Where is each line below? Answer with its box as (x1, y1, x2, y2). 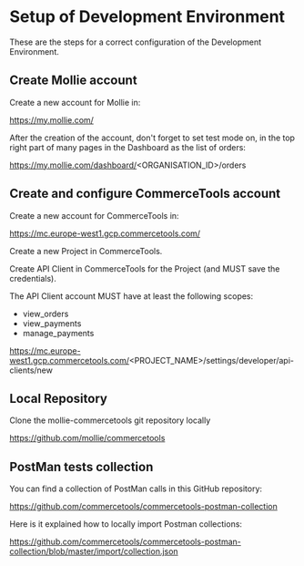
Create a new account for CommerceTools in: (9, 210, 179, 221)
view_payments (22, 317, 82, 329)
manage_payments (22, 327, 95, 338)
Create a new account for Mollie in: (9, 97, 141, 108)
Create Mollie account (9, 73, 138, 88)
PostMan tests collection (9, 458, 154, 475)
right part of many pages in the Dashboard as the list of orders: (9, 141, 246, 152)
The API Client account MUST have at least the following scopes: (9, 290, 254, 302)
